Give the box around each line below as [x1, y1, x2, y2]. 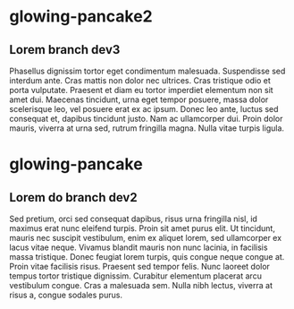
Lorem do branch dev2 [9, 190, 138, 205]
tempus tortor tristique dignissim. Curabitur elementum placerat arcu [9, 270, 262, 281]
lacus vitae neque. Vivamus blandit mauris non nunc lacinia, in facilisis [9, 242, 268, 253]
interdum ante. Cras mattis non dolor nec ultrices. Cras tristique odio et [9, 75, 271, 86]
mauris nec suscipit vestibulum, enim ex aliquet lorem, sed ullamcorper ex [9, 233, 282, 243]
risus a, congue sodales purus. [9, 289, 123, 300]
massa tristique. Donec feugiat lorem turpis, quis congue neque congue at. [9, 252, 285, 262]
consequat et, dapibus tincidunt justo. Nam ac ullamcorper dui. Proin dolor [9, 114, 283, 124]
